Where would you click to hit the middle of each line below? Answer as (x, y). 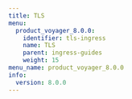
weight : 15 (41, 61)
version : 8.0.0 (41, 82)
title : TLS (27, 16)
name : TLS (39, 46)
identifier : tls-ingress (64, 38)
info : (17, 75)
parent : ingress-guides (63, 53)
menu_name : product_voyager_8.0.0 (66, 68)
